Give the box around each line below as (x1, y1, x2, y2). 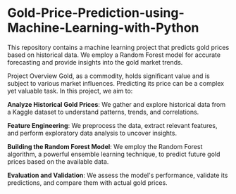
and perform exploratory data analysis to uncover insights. (7, 129, 178, 137)
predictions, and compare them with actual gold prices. (7, 178, 168, 187)
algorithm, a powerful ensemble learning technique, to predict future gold (7, 150, 221, 158)
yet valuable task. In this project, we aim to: (7, 86, 133, 95)
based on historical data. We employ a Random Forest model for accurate (7, 51, 221, 59)
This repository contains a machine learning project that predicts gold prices (7, 43, 230, 51)
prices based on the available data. (7, 157, 109, 166)
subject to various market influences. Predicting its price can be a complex (7, 79, 224, 87)
